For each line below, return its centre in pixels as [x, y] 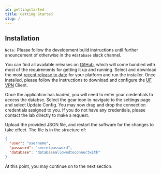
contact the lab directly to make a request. [47, 115]
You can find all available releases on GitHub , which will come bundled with [80, 65]
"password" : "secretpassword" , [41, 148]
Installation [22, 38]
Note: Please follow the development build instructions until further [72, 50]
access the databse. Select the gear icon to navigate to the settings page [78, 100]
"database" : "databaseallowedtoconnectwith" [55, 152]
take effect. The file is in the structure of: [46, 130]
